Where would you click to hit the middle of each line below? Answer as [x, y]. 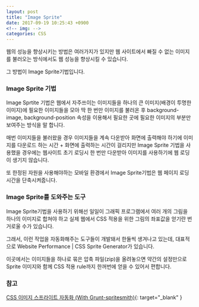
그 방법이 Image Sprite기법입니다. [45, 72]
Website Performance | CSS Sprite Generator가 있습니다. [86, 246]
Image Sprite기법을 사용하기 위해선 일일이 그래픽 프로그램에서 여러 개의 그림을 [97, 211]
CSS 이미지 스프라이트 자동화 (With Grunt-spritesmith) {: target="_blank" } [94, 297]
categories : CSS [26, 34]
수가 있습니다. [38, 226]
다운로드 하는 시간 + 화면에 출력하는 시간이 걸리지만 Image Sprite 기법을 [101, 145]
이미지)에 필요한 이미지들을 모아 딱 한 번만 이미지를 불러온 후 [76, 110]
